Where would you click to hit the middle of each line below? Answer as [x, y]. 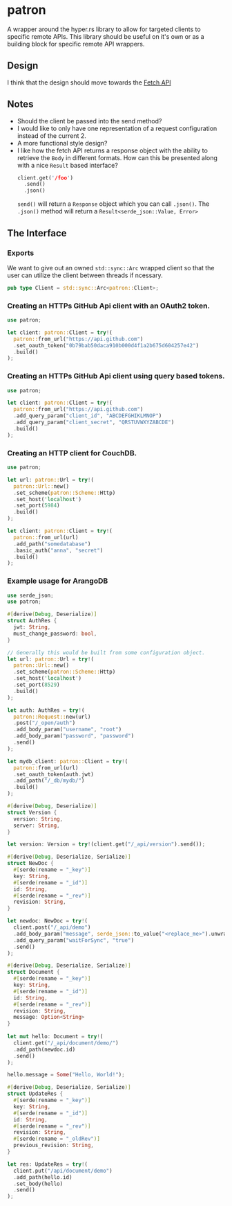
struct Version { [32, 812]
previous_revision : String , [54, 1146]
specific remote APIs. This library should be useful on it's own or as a [106, 36]
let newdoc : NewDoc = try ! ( [48, 921]
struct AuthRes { [32, 621]
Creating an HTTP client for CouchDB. [72, 453]
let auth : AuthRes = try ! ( [46, 710]
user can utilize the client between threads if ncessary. [85, 275]
